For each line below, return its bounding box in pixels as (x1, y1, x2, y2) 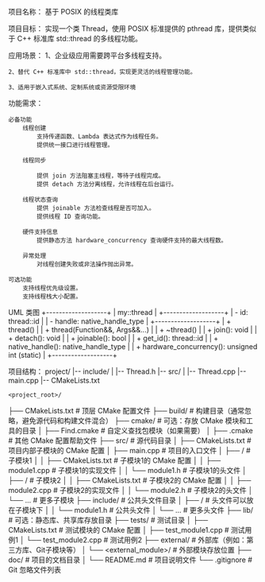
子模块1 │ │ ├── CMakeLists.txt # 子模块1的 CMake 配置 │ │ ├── (8, 456, 221, 465)
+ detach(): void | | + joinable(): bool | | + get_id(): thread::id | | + (8, 333, 219, 343)
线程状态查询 (22, 196, 58, 204)
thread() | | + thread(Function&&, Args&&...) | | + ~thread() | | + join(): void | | (8, 325, 258, 334)
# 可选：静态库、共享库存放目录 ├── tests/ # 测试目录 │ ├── (8, 515, 209, 525)
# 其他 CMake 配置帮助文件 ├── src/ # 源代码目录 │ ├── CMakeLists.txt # (8, 436, 252, 445)
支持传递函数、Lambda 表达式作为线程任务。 (36, 133, 163, 141)
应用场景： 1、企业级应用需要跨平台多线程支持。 (8, 51, 167, 60)
